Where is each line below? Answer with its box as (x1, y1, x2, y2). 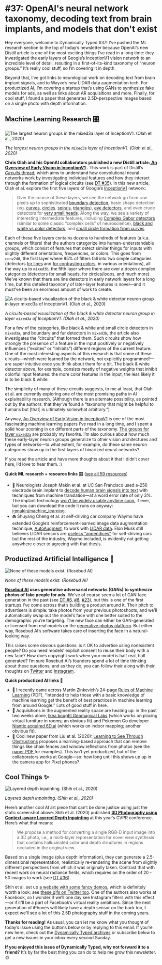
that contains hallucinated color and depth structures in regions (16, 839, 144, 846)
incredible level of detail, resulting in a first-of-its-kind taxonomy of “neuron (5, 60, 156, 66)
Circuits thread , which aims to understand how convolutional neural (5, 170, 139, 175)
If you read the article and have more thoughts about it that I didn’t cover (5, 456, 150, 462)
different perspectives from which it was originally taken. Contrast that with (5, 865, 155, 870)
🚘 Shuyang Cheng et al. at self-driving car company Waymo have (12, 513, 144, 519)
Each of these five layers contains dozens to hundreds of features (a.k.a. (5, 235, 150, 240)
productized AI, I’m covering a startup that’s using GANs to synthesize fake (5, 85, 154, 91)
